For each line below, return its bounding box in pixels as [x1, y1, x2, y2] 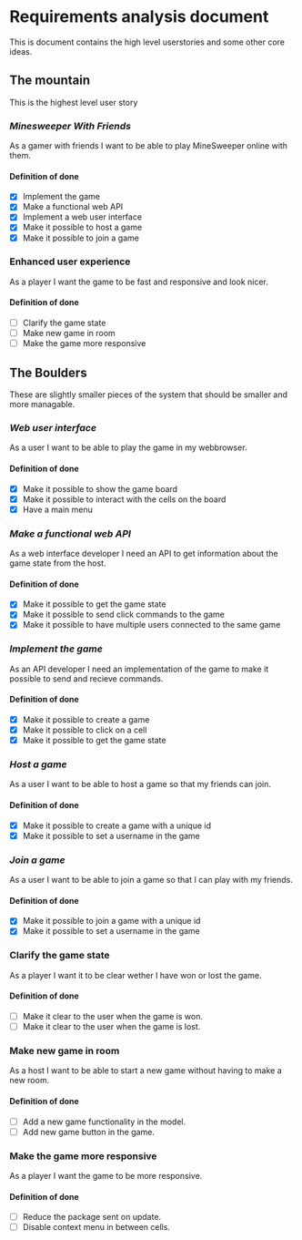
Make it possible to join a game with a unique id [22, 916, 201, 927]
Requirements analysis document [9, 6, 269, 27]
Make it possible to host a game [22, 221, 143, 233]
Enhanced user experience [9, 255, 131, 268]
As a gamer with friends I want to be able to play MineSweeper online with [9, 140, 288, 151]
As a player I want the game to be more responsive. [9, 1170, 203, 1181]
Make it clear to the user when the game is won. [22, 1010, 203, 1021]
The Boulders [9, 364, 88, 380]
